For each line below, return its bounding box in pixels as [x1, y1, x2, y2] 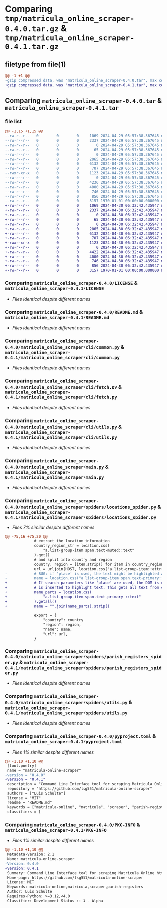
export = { [34, 613, 57, 618]
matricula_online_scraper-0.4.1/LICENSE [5, 286, 104, 292]
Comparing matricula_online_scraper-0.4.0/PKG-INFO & [5, 821, 141, 828]
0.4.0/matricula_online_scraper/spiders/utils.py [5, 700, 128, 705]
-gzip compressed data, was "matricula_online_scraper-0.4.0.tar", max [5, 78, 157, 83]
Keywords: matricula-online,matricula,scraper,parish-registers [7, 884, 143, 890]
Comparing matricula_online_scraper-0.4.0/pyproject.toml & [5, 733, 156, 740]
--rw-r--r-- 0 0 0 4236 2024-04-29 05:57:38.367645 [5, 180, 159, 185]
